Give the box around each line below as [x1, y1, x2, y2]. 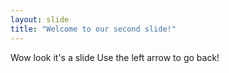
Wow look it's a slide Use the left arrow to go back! [10, 51, 220, 63]
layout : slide [10, 14, 70, 25]
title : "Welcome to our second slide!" [10, 24, 177, 34]
